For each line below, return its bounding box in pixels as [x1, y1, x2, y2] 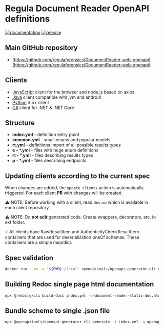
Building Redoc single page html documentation [5, 280, 154, 288]
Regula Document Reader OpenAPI [5, 3, 150, 14]
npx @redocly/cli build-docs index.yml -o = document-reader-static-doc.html [5, 293, 163, 298]
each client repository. [5, 205, 50, 211]
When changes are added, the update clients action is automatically [5, 185, 144, 191]
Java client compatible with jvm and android [12, 94, 101, 100]
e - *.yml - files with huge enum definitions [12, 147, 99, 153]
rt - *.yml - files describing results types [12, 153, 94, 158]
